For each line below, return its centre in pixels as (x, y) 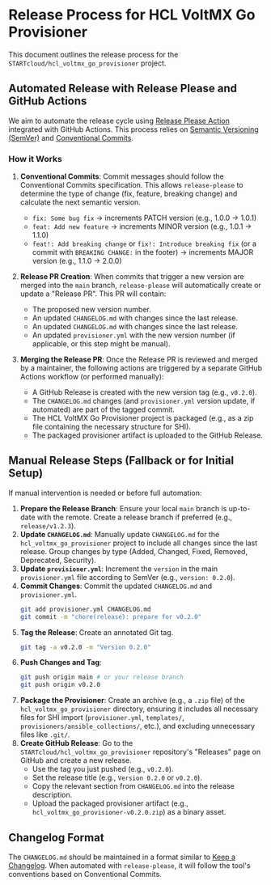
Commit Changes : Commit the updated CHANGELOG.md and (116, 586)
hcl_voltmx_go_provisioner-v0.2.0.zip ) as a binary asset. (129, 812)
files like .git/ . (45, 735)
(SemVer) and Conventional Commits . (71, 138)
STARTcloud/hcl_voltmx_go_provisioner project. (87, 63)
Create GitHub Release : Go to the (76, 743)
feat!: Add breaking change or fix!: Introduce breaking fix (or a (144, 243)
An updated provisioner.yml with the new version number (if (134, 335)
